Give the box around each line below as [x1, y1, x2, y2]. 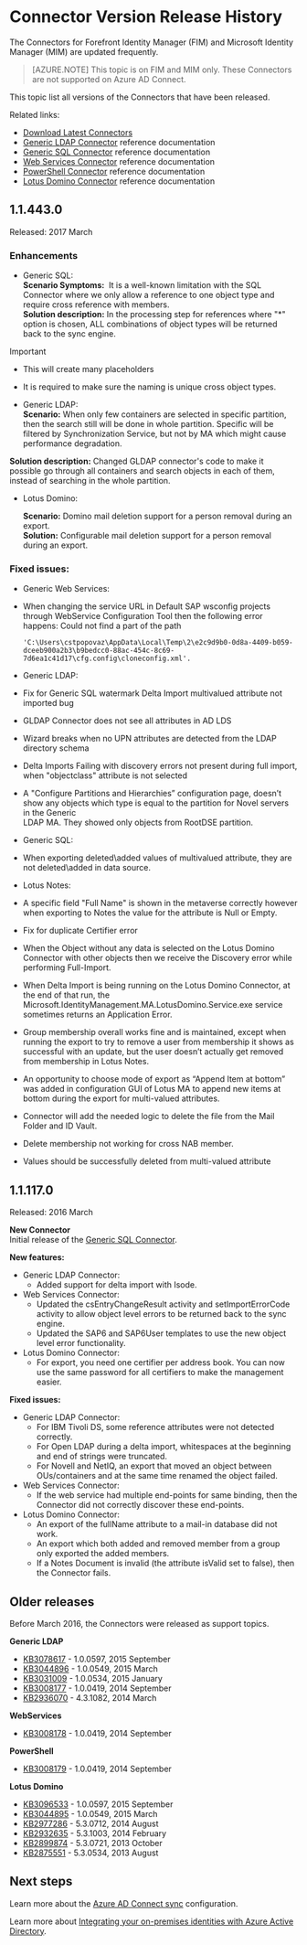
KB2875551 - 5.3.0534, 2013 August [22, 1847, 159, 1858]
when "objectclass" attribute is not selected [22, 770, 188, 781]
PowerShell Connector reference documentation [22, 166, 206, 176]
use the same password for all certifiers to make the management [36, 1367, 284, 1378]
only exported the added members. [36, 1548, 170, 1559]
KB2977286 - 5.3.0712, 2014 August [22, 1818, 159, 1829]
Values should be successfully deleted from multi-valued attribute [22, 1156, 271, 1167]
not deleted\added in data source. [22, 862, 151, 873]
